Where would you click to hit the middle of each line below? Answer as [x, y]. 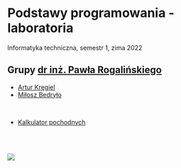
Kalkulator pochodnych [51, 122]
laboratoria [40, 28]
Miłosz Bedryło [39, 94]
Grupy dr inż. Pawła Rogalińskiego [84, 70]
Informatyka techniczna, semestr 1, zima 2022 [75, 47]
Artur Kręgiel [36, 87]
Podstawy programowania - [91, 13]
